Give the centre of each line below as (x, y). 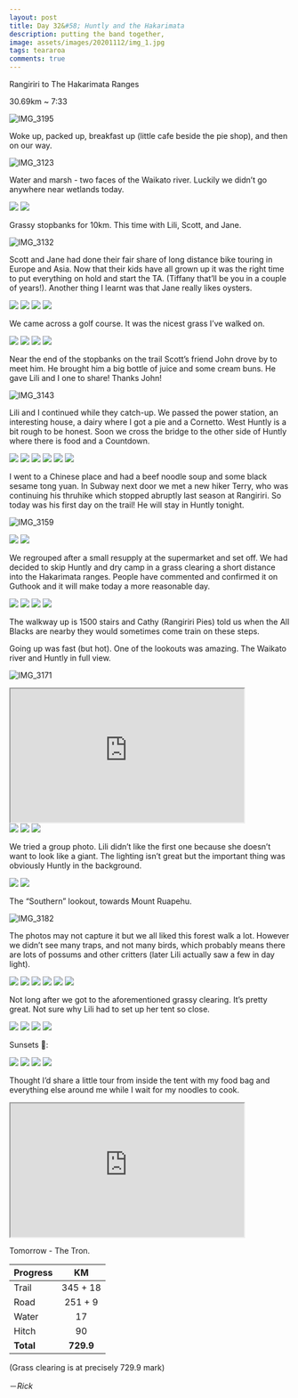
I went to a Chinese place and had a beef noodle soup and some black (138, 476)
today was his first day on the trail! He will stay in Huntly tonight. (127, 505)
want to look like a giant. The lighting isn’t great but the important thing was (148, 856)
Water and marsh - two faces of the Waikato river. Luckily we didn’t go (138, 180)
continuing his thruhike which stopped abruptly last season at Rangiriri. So (145, 496)
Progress (33, 1272)
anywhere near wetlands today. (67, 189)
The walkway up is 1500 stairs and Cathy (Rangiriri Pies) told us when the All (149, 622)
